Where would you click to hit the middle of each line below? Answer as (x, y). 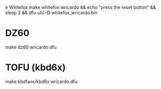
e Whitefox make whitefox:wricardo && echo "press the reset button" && (80, 7)
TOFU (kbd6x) (35, 68)
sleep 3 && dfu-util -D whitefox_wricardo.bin (51, 13)
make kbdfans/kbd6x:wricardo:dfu (41, 81)
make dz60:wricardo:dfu (31, 47)
